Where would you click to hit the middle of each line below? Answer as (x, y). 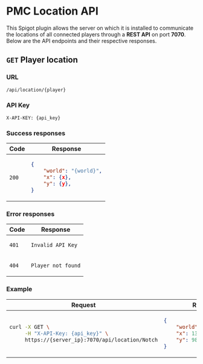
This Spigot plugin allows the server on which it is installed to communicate (100, 28)
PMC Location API (52, 11)
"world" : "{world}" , (73, 171)
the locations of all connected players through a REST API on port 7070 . (96, 34)
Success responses (36, 133)
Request (84, 305)
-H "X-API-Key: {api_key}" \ (66, 333)
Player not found (56, 266)
